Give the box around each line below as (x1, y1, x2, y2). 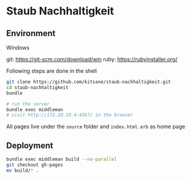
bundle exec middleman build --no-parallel (6, 156, 117, 163)
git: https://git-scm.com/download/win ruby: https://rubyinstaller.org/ (6, 56, 178, 62)
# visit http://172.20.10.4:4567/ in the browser (6, 112, 134, 118)
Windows (6, 44, 30, 51)
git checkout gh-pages (6, 162, 63, 168)
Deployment (6, 140, 54, 151)
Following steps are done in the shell (6, 67, 98, 74)
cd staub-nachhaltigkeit (6, 84, 69, 91)
